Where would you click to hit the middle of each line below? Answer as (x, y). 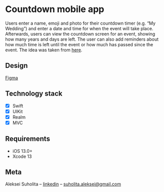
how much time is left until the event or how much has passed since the (79, 44)
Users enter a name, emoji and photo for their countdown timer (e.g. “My (80, 23)
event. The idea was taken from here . (44, 50)
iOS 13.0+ (22, 151)
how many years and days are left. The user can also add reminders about (82, 39)
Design (17, 66)
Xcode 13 (22, 156)
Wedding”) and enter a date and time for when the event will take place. (79, 28)
